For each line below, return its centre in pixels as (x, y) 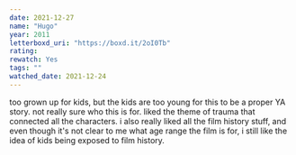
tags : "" (26, 68)
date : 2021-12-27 (42, 18)
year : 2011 (30, 34)
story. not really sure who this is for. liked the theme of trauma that (132, 111)
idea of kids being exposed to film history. (87, 140)
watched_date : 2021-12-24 (58, 77)
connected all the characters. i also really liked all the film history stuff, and (148, 121)
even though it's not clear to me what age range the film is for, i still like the (148, 131)
